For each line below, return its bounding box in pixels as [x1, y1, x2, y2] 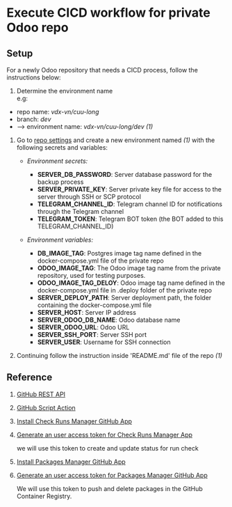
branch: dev [16, 115, 51, 123]
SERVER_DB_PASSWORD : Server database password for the [37, 171, 213, 178]
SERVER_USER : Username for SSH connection [37, 338, 171, 346]
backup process [37, 178, 84, 186]
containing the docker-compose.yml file [37, 301, 152, 309]
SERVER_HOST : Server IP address [37, 309, 137, 316]
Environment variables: [26, 235, 94, 244]
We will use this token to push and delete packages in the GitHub [16, 484, 203, 492]
